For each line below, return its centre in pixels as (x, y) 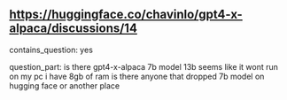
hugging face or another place (65, 85)
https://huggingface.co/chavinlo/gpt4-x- (126, 15)
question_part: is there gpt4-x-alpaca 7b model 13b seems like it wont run (144, 66)
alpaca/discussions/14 (73, 29)
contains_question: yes (51, 50)
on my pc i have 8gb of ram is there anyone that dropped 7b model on (137, 76)
